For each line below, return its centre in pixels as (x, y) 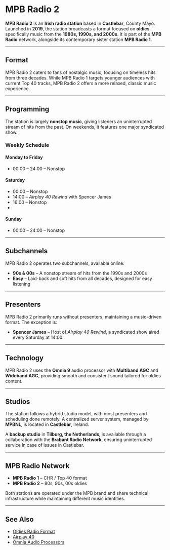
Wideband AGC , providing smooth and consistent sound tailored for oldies (83, 375)
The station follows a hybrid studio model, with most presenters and (76, 414)
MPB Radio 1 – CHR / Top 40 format (50, 478)
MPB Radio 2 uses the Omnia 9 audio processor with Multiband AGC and (82, 370)
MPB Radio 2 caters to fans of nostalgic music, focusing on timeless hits (80, 72)
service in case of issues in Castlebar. (45, 445)
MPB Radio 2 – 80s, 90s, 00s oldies (50, 483)
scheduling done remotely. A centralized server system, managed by (77, 419)
